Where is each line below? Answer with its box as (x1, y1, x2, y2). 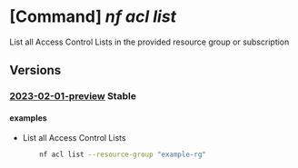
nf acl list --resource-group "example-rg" (39, 150, 206, 160)
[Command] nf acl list (9, 6, 177, 27)
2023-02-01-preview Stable (9, 90, 136, 103)
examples (9, 112, 47, 124)
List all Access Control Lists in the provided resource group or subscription (9, 36, 290, 47)
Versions (9, 63, 62, 78)
